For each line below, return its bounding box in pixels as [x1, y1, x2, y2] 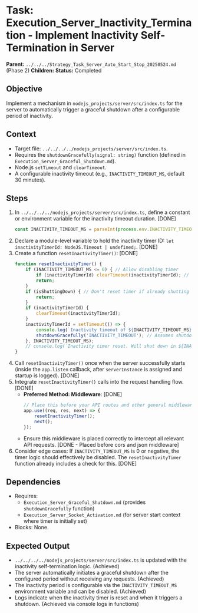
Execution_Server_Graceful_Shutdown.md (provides [23, 499, 146, 506]
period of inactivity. [6, 112, 53, 119]
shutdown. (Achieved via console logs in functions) [14, 601, 140, 608]
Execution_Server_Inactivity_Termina [6, 16, 192, 29]
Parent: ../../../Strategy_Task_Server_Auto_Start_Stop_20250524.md [6, 60, 177, 68]
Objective [6, 84, 43, 94]
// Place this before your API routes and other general [23, 402, 167, 408]
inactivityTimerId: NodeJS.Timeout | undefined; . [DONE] [14, 243, 158, 251]
